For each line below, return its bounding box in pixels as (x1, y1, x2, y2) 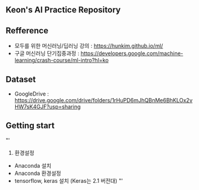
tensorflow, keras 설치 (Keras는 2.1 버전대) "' (14, 177, 123, 184)
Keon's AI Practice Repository (5, 5, 121, 15)
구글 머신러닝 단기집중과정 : (14, 50, 80, 57)
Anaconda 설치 (14, 162, 52, 169)
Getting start (5, 120, 55, 131)
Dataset (5, 74, 36, 84)
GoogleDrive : (14, 90, 49, 97)
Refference (5, 25, 49, 36)
